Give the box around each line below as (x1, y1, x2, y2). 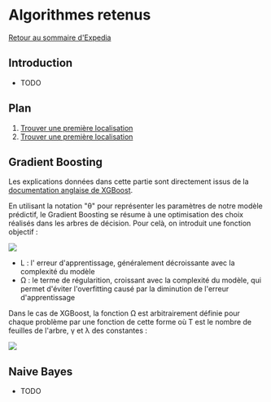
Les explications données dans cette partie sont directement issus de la (8, 177, 250, 186)
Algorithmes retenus (8, 6, 151, 24)
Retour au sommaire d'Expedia (8, 33, 111, 42)
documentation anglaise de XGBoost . (8, 186, 133, 195)
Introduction (8, 56, 73, 70)
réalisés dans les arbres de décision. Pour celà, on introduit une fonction (8, 218, 251, 229)
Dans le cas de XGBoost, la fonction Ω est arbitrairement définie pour (8, 308, 240, 318)
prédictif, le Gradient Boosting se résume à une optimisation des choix (8, 210, 244, 220)
